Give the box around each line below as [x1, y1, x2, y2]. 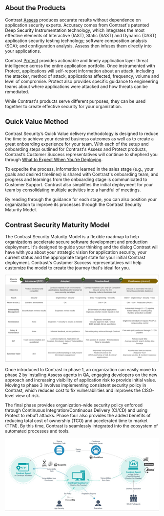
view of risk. [15, 393, 41, 399]
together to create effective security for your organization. [5, 103, 122, 109]
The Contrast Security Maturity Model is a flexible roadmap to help [5, 234, 139, 240]
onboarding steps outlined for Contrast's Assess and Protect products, [5, 146, 147, 152]
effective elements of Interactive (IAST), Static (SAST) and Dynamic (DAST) [5, 32, 157, 38]
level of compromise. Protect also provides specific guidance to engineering [5, 78, 159, 84]
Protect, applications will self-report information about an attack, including [5, 68, 155, 74]
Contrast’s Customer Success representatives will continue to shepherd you [5, 151, 158, 157]
